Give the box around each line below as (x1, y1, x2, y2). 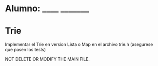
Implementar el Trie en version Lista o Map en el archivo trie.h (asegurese (5, 42, 153, 47)
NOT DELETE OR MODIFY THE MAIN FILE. (5, 56, 90, 62)
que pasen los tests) (5, 47, 46, 53)
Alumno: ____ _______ (5, 3, 89, 14)
